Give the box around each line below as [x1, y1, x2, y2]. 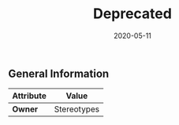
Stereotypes [54, 104, 100, 115]
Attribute [12, 90, 47, 101]
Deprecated [93, 5, 172, 23]
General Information [8, 66, 110, 80]
